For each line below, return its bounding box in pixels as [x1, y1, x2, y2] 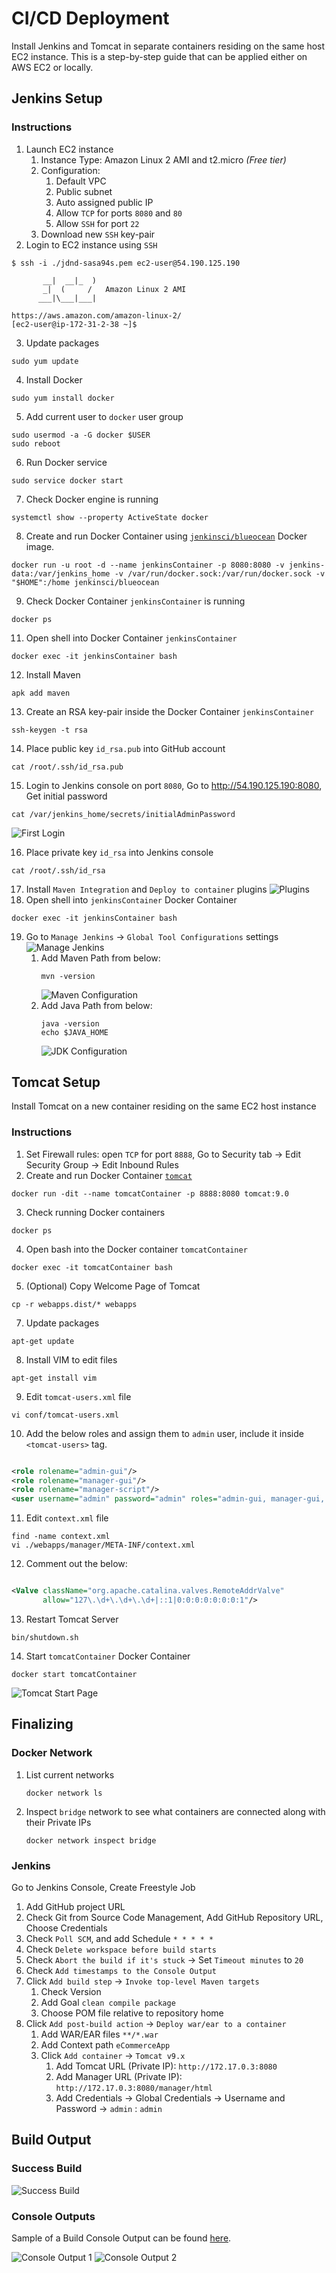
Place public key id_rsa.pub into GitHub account [25, 742, 226, 754]
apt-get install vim [11, 1373, 98, 1383]
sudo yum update [11, 356, 79, 366]
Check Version [40, 1985, 102, 1997]
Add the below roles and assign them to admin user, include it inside [25, 1427, 304, 1439]
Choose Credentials [25, 1922, 108, 1934]
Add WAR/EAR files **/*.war [40, 2028, 159, 2040]
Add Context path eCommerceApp [40, 2038, 171, 2051]
